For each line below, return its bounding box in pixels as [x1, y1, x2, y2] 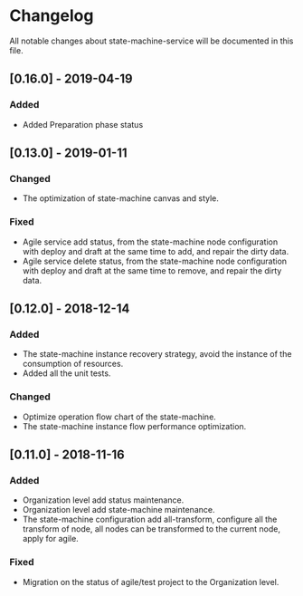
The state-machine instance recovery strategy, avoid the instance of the [22, 349, 292, 360]
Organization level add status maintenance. [22, 495, 185, 505]
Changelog [9, 5, 94, 26]
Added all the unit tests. [22, 368, 111, 379]
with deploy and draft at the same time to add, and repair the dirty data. [22, 245, 289, 256]
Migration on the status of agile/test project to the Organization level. [22, 576, 279, 587]
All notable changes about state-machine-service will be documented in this [9, 35, 294, 46]
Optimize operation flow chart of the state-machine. [22, 411, 217, 422]
